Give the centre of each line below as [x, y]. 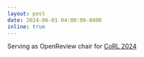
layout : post [26, 14]
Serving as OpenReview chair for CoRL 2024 [72, 47]
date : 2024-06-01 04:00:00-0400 [54, 20]
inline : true [26, 26]
